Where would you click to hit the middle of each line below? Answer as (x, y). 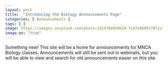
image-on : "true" (23, 33)
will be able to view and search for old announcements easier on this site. (81, 58)
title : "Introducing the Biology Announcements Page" (63, 14)
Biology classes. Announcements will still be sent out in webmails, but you (81, 52)
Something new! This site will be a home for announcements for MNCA (78, 47)
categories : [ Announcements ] (38, 19)
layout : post (19, 10)
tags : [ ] (15, 24)
